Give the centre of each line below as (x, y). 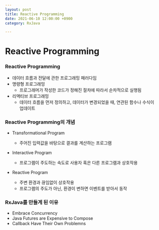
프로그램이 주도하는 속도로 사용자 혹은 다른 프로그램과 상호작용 (78, 163)
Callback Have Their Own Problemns (49, 224)
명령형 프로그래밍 (28, 84)
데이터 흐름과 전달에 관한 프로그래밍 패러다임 (54, 78)
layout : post (18, 9)
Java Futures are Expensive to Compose (53, 218)
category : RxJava (23, 23)
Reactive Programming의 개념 (40, 122)
